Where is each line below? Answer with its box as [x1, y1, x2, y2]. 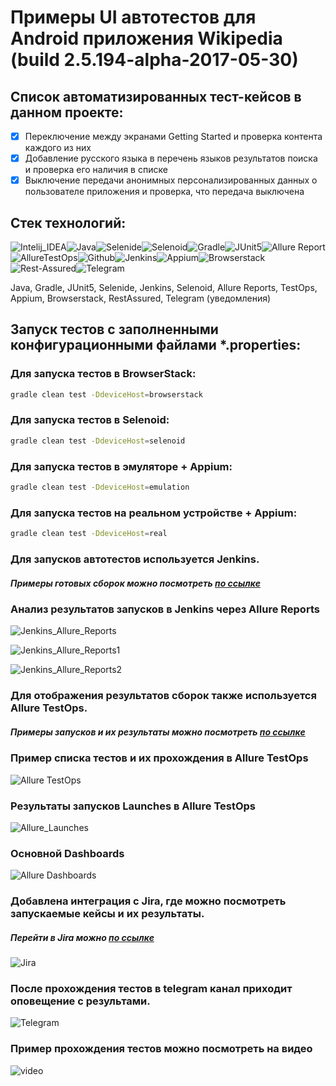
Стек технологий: [10, 214, 127, 231]
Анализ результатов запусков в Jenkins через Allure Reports [10, 602, 320, 616]
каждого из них [24, 142, 92, 154]
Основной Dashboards [10, 846, 125, 860]
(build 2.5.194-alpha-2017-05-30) [10, 49, 299, 71]
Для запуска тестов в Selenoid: [10, 413, 170, 427]
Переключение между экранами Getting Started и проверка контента [24, 131, 323, 142]
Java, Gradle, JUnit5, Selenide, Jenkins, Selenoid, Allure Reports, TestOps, [10, 282, 318, 293]
